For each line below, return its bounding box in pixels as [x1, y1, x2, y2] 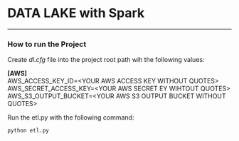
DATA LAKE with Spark [7, 5, 145, 21]
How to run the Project [7, 39, 87, 49]
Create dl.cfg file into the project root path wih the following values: [7, 56, 205, 64]
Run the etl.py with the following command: [7, 113, 134, 122]
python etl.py [7, 127, 50, 135]
